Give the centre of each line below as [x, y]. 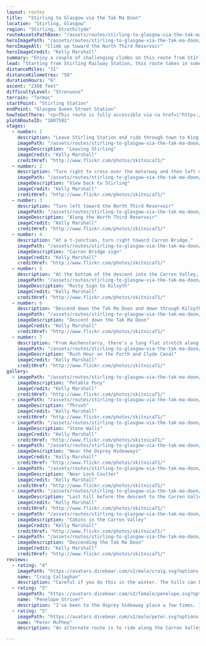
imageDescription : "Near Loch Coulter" [68, 474]
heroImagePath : [26, 40]
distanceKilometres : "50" [39, 75]
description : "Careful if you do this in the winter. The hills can [107, 583]
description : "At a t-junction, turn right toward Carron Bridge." [105, 240]
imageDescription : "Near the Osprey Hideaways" [79, 452]
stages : [16, 126]
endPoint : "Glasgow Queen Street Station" [61, 109]
